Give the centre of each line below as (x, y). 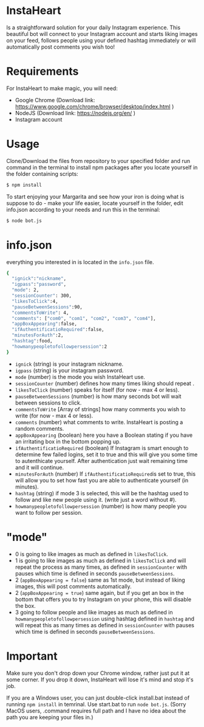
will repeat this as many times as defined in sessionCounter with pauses (104, 625)
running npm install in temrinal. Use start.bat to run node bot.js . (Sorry (96, 704)
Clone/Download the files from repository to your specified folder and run (98, 161)
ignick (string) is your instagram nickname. (69, 364)
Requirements (42, 71)
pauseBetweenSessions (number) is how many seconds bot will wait (98, 396)
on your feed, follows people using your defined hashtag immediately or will (101, 40)
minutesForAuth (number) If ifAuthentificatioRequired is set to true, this (105, 474)
